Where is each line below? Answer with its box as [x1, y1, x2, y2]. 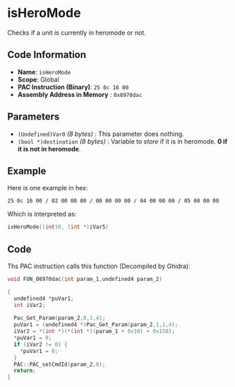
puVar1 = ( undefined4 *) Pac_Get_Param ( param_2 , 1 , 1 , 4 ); [13, 321, 179, 328]
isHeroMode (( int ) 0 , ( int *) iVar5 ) [7, 224, 109, 231]
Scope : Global [17, 75, 60, 83]
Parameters [7, 111, 60, 123]
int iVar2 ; [13, 301, 46, 308]
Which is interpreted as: [7, 210, 77, 219]
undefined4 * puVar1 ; [13, 295, 74, 302]
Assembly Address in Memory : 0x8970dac [17, 90, 143, 98]
